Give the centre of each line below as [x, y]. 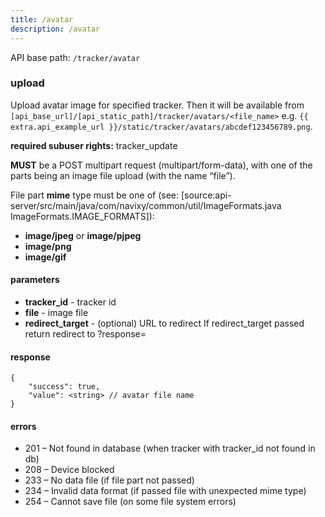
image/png [48, 246]
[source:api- [206, 195]
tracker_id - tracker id [70, 302]
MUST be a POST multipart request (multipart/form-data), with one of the [161, 165]
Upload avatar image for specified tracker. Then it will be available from [157, 105]
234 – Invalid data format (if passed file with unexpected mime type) [165, 491]
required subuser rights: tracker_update [94, 145]
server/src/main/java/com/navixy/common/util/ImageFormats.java [146, 205]
